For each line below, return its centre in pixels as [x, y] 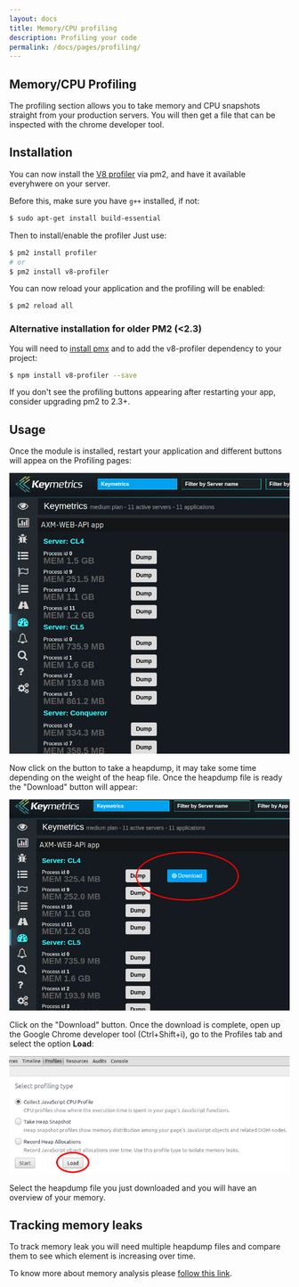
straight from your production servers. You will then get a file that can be [142, 115]
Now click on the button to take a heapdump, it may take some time [133, 767]
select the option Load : [52, 1044]
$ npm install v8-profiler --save [73, 375]
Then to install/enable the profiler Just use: [88, 235]
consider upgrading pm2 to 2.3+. [70, 402]
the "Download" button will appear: [73, 787]
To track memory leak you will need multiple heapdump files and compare [145, 1247]
